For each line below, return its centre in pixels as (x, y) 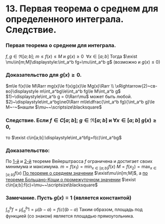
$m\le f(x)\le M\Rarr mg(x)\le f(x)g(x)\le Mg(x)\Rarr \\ (60, 86)
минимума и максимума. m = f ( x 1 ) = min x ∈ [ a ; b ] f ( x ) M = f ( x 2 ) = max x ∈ (81, 167)
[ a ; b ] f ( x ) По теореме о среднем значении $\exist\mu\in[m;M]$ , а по (77, 174)
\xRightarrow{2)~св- (136, 86)
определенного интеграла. (65, 19)
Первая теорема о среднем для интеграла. (61, 45)
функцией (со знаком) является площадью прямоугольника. (70, 216)
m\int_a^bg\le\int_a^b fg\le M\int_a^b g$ (80, 91)
